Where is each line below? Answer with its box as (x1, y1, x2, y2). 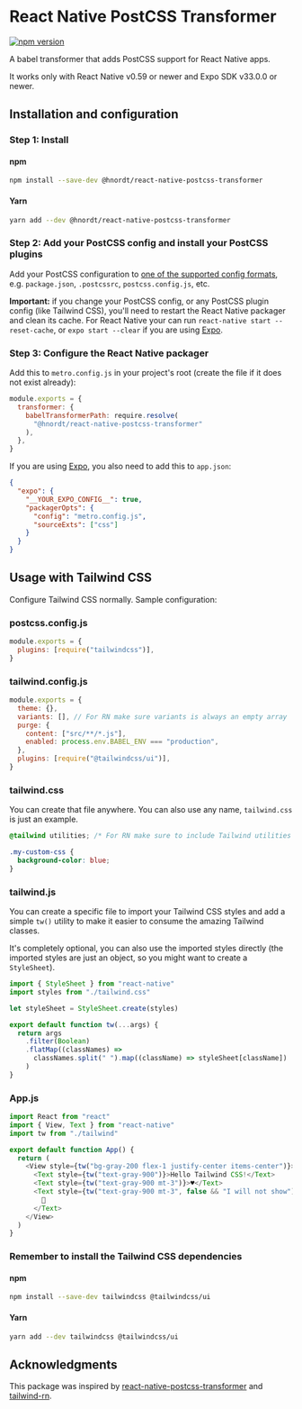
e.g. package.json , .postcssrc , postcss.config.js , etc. (9, 277, 210, 289)
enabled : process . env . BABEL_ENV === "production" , (25, 737, 219, 747)
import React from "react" (9, 1113, 111, 1122)
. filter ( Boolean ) (25, 1037, 91, 1046)
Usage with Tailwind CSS (9, 570, 153, 586)
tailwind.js (9, 886, 57, 898)
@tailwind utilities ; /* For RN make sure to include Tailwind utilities (9, 832, 292, 841)
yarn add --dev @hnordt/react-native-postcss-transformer (9, 215, 231, 224)
